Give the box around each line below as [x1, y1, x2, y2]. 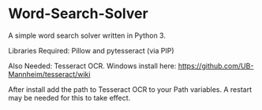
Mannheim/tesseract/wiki [8, 69, 91, 79]
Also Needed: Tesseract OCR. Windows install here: [8, 60, 177, 71]
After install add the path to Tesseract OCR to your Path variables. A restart [8, 84, 253, 94]
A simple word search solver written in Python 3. [8, 31, 166, 40]
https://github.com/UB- [178, 60, 254, 71]
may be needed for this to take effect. [8, 93, 131, 102]
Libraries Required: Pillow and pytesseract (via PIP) [8, 46, 175, 55]
